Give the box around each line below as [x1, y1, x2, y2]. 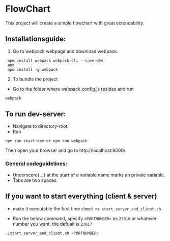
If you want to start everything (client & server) [5, 192, 157, 201]
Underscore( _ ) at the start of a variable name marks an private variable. [12, 172, 165, 178]
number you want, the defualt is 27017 [12, 221, 93, 227]
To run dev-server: [5, 110, 66, 119]
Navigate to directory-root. [12, 123, 69, 129]
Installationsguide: [5, 35, 66, 43]
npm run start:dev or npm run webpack [5, 139, 88, 144]
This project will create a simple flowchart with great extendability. [5, 20, 145, 26]
